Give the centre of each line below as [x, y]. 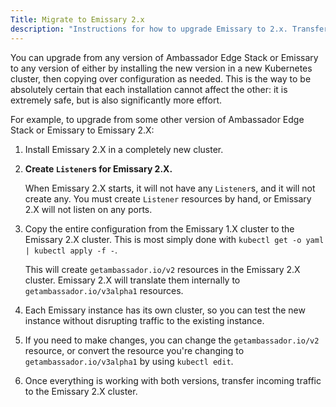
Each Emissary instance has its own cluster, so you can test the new [165, 310]
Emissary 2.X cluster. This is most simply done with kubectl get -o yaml [174, 239]
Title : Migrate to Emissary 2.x [77, 19]
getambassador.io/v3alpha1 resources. [104, 290]
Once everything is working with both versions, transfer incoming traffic [173, 380]
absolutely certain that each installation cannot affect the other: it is [149, 89]
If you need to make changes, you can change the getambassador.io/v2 [172, 340]
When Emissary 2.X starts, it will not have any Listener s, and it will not [170, 188]
